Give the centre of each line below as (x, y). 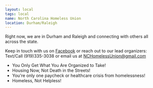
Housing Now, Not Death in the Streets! (51, 71)
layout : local (19, 9)
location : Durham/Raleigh (31, 23)
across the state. (22, 42)
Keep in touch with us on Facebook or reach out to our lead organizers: (76, 51)
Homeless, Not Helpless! (37, 81)
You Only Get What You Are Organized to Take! (59, 65)
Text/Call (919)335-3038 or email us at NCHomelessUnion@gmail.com (76, 56)
